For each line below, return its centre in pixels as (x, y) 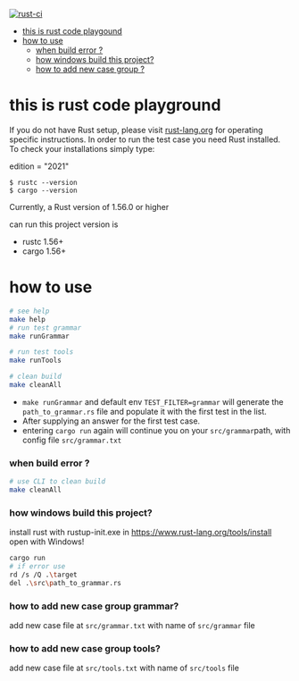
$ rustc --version (43, 182)
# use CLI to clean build (57, 482)
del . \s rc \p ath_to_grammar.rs (66, 583)
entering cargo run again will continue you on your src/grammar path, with (156, 430)
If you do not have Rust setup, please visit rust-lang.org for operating (136, 130)
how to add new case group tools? (85, 648)
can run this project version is (64, 224)
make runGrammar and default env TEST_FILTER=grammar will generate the (153, 401)
